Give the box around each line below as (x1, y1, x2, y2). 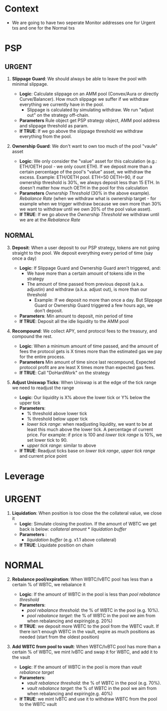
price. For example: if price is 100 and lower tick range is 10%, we (26, 432, 162, 438)
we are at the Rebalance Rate (19, 217, 80, 223)
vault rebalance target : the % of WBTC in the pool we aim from (26, 685, 157, 691)
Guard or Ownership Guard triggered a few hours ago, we (34, 302, 153, 308)
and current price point (19, 453, 67, 459)
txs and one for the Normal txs (11, 25, 75, 31)
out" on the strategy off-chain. (26, 112, 89, 118)
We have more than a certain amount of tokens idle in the (26, 270, 145, 276)
